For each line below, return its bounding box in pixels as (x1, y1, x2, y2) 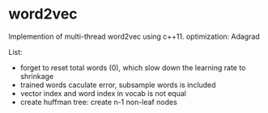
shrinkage (19, 71, 54, 81)
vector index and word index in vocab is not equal (19, 88, 186, 98)
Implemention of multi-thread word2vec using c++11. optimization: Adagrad (8, 31, 261, 41)
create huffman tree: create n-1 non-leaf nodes (19, 97, 178, 107)
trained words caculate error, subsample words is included (19, 80, 216, 90)
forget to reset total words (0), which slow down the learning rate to (19, 62, 246, 73)
